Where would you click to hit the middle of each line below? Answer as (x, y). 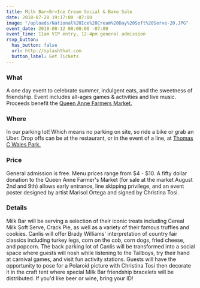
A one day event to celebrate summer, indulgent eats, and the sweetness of (99, 90)
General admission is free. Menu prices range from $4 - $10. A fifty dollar (97, 173)
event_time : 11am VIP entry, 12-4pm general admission (76, 34)
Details (17, 208)
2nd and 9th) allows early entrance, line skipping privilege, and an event (95, 186)
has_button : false (35, 46)
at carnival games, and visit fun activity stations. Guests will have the (91, 259)
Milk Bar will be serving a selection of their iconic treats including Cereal (95, 221)
